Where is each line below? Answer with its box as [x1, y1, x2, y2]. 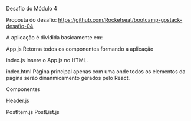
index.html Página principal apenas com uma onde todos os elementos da [6, 68, 186, 75]
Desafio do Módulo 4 [6, 5, 57, 12]
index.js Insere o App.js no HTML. [6, 57, 88, 63]
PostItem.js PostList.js [6, 109, 60, 115]
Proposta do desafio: [6, 16, 57, 23]
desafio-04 [6, 23, 34, 29]
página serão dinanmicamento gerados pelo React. [6, 75, 130, 81]
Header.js [6, 97, 29, 104]
